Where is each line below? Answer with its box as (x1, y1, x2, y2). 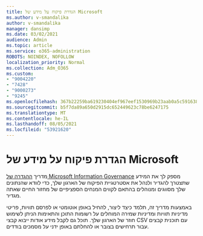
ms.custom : (6, 71, 34, 77)
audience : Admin (6, 37, 47, 43)
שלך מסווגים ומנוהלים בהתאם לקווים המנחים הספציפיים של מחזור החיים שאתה (6, 185, 186, 193)
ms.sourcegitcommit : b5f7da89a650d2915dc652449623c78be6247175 (6, 104, 169, 110)
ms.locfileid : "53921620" (6, 127, 71, 133)
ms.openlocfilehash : (6, 98, 59, 104)
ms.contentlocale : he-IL (6, 115, 69, 121)
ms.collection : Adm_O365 (6, 65, 69, 71)
